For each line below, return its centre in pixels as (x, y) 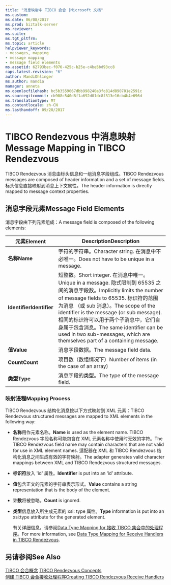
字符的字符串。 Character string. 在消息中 (107, 251)
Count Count (23, 362)
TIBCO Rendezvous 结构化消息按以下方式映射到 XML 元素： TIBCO (75, 410)
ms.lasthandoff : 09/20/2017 (35, 110)
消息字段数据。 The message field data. (105, 350)
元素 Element (31, 241)
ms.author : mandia (25, 81)
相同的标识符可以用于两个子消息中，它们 (107, 319)
